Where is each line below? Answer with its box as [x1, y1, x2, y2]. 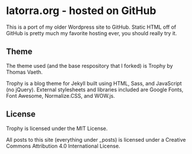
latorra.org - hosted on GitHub [6, 4, 157, 18]
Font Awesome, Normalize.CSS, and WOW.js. [6, 92, 116, 99]
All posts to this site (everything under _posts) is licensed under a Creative [6, 136, 186, 143]
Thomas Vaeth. [6, 69, 43, 76]
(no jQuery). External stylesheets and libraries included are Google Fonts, [6, 86, 184, 93]
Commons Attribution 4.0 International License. [6, 142, 120, 149]
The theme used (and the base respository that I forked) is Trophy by [6, 62, 173, 69]
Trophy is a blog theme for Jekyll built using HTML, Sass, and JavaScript [6, 80, 182, 87]
